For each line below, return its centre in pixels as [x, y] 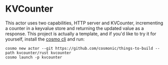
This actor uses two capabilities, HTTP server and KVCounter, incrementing [84, 23]
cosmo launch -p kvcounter [34, 57]
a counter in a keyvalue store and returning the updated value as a [75, 28]
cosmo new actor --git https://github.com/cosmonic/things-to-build [79, 48]
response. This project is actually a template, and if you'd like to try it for [81, 34]
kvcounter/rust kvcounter [44, 53]
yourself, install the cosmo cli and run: [45, 39]
